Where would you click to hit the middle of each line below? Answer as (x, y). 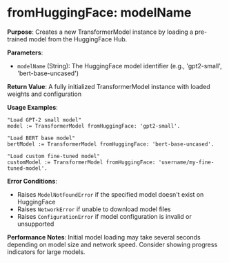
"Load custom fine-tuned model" (53, 156)
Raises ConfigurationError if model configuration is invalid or (104, 216)
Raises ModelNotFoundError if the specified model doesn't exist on (110, 194)
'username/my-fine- (186, 162)
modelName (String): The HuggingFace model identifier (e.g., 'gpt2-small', (119, 66)
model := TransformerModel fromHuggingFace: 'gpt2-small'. (94, 126)
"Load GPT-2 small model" (44, 120)
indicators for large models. (46, 252)
